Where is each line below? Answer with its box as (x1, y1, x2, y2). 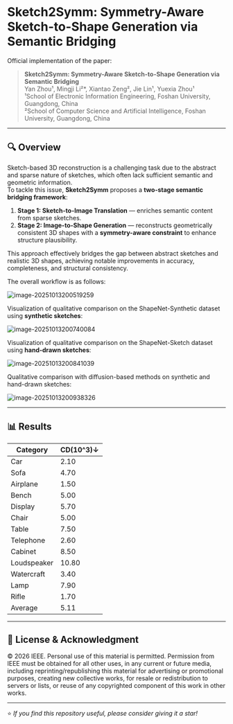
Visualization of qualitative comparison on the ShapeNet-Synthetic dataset (7, 304, 221, 312)
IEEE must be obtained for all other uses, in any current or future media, (7, 660, 212, 668)
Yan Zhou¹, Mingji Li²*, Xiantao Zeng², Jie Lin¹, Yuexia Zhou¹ (24, 85, 195, 93)
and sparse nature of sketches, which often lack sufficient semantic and (7, 170, 214, 179)
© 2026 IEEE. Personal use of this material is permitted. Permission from (7, 652, 215, 660)
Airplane (10, 479, 38, 488)
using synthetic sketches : (7, 311, 83, 319)
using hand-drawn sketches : (7, 346, 92, 354)
